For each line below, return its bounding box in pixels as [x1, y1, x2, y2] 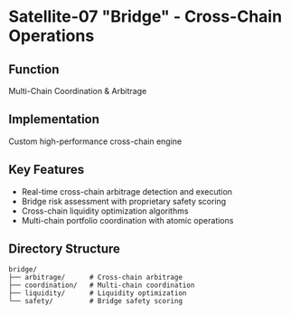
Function [8, 62, 60, 77]
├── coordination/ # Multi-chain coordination [8, 281, 195, 291]
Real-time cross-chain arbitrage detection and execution [21, 186, 232, 196]
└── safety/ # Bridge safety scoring [8, 297, 183, 306]
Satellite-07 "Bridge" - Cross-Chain [8, 6, 282, 27]
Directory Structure [8, 242, 121, 257]
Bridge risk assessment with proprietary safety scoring [21, 196, 227, 206]
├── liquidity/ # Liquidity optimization [8, 289, 187, 298]
